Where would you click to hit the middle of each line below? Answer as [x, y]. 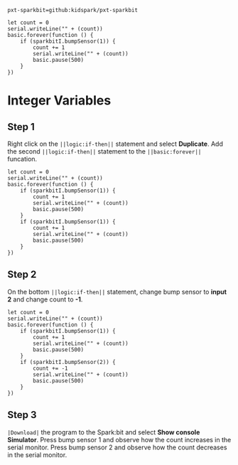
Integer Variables [59, 101]
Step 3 [22, 415]
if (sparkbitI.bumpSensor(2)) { [68, 362]
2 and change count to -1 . [45, 299]
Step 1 [21, 127]
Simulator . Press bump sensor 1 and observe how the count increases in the [119, 439]
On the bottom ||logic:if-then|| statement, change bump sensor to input [117, 292]
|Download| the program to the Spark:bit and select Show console [104, 432]
